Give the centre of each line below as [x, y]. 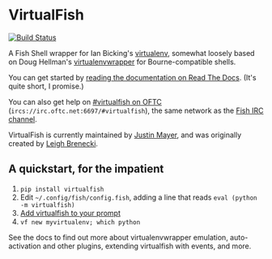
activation [25, 246]
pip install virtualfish [62, 189]
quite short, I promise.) [46, 86]
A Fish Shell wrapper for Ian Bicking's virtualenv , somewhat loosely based [132, 53]
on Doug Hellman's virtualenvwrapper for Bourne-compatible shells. [122, 62]
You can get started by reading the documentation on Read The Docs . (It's [132, 77]
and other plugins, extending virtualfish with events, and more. [147, 246]
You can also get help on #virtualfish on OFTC [85, 101]
